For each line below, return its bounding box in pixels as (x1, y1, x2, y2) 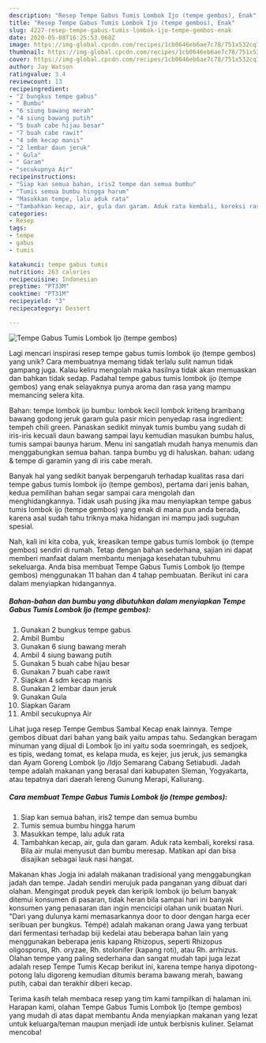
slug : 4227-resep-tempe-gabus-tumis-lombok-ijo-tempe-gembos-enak (9, 26, 232, 34)
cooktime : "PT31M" (9, 290, 69, 298)
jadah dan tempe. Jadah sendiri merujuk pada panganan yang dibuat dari (9, 877, 247, 888)
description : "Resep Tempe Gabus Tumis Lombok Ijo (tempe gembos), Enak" (9, 11, 257, 20)
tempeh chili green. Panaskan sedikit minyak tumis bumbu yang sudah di (9, 422, 246, 432)
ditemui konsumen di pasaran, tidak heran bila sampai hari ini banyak (9, 895, 234, 904)
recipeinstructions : (9, 173, 77, 181)
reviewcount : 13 (9, 77, 62, 85)
